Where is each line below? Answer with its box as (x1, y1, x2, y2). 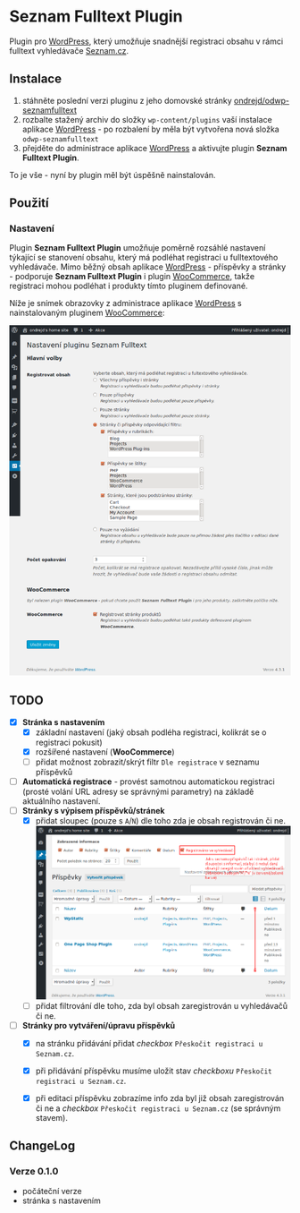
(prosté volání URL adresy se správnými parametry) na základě (21, 786, 254, 798)
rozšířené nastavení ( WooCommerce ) (35, 746, 176, 757)
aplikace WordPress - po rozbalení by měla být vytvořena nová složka (21, 124, 279, 134)
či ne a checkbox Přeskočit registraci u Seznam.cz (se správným (35, 1103, 281, 1114)
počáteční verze (21, 1185, 82, 1196)
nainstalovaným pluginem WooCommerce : (9, 307, 165, 319)
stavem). (35, 1112, 69, 1123)
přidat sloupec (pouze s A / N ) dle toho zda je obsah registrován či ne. (35, 816, 287, 826)
